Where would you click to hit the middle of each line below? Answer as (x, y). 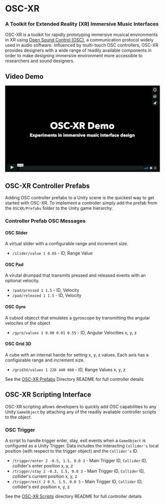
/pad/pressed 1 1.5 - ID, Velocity (46, 290)
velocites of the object (28, 323)
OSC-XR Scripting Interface (48, 395)
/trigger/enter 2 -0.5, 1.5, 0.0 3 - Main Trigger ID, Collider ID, (80, 461)
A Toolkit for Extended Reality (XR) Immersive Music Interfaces (82, 24)
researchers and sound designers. (40, 61)
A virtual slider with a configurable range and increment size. (67, 244)
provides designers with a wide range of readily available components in (78, 50)
